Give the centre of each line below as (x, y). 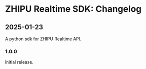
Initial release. (19, 62)
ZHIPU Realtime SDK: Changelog (73, 9)
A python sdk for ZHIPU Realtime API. (43, 39)
